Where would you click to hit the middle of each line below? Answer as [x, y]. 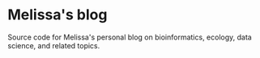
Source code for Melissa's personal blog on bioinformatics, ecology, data [130, 37]
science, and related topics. [54, 45]
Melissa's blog [58, 15]
